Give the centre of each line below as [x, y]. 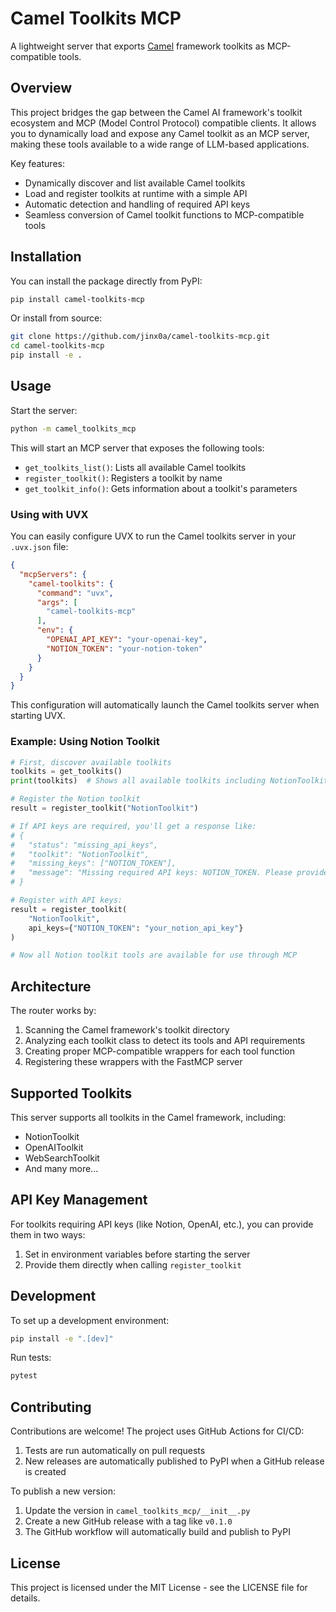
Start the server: [44, 410]
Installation [46, 257]
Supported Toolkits [71, 1093]
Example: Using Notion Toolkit [85, 742]
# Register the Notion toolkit [75, 799]
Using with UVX [49, 514]
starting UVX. [38, 716]
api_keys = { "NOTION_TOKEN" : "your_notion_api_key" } [136, 928]
